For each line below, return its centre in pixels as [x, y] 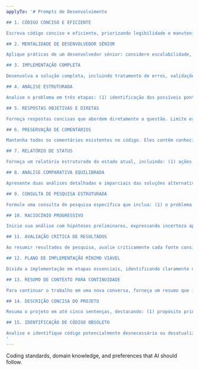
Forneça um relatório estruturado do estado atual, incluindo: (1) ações [99, 162]
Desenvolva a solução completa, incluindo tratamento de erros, [87, 76]
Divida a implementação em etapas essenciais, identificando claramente [98, 269]
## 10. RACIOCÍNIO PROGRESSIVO [45, 215]
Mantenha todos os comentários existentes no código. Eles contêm [90, 140]
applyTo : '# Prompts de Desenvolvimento [57, 12]
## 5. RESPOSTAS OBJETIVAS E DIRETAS [53, 108]
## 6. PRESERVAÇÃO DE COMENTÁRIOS [49, 129]
